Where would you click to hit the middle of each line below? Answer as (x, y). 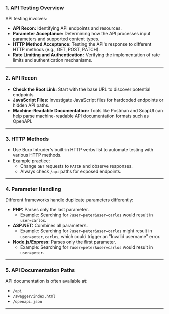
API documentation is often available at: (46, 281)
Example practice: (31, 161)
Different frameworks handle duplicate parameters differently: (69, 200)
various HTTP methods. (37, 155)
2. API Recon (21, 78)
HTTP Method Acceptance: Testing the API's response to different (82, 44)
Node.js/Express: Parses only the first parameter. (64, 242)
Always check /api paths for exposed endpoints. (71, 171)
